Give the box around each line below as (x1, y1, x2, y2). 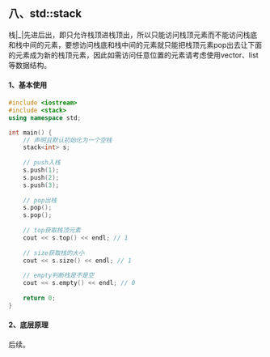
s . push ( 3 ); (23, 181, 60, 189)
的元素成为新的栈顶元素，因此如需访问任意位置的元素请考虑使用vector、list (8, 50, 259, 60)
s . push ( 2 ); (23, 173, 60, 181)
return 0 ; (23, 294, 57, 302)
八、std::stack (8, 6, 82, 21)
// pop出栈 (23, 196, 57, 204)
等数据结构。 (8, 60, 51, 70)
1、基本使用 (8, 80, 48, 90)
